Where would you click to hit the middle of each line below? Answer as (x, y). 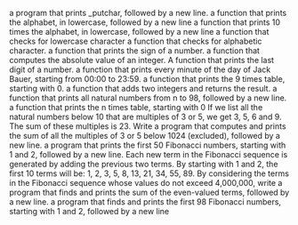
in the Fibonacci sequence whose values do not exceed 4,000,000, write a (146, 183)
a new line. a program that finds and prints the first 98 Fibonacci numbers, (145, 202)
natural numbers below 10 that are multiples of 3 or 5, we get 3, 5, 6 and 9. (145, 117)
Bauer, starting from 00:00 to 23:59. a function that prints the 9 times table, (147, 79)
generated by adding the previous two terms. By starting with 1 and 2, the (144, 164)
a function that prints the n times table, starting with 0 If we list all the (136, 107)
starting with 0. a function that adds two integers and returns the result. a (143, 88)
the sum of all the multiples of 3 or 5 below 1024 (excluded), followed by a (145, 136)
